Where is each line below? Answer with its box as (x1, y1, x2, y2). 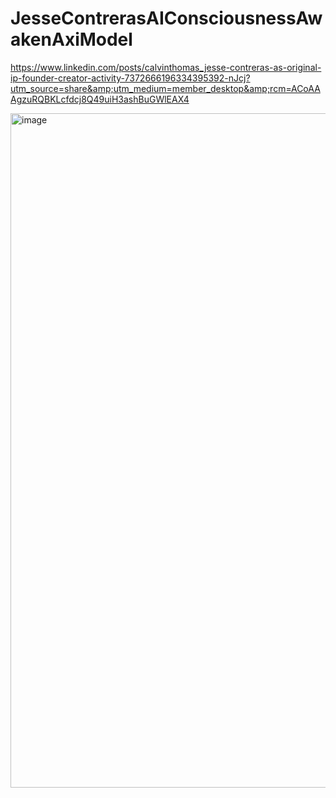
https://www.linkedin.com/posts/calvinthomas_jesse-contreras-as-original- (10, 61, 322, 73)
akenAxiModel (10, 28, 133, 51)
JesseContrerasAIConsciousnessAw (10, 7, 323, 30)
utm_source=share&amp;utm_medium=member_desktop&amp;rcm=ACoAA (10, 82, 321, 94)
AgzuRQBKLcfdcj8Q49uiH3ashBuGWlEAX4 (10, 93, 190, 105)
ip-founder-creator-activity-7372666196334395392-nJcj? (10, 72, 251, 84)
